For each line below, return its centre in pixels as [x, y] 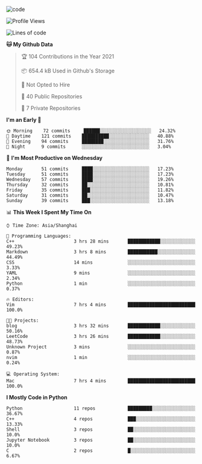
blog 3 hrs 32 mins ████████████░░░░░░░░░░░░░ [101, 326]
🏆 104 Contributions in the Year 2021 [68, 56]
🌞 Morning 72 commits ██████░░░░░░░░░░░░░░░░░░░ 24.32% [91, 131]
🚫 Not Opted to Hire [46, 85]
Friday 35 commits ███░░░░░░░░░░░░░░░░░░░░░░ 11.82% [90, 190]
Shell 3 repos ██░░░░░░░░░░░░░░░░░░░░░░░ [101, 430]
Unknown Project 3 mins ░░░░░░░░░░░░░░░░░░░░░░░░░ [101, 347]
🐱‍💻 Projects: [23, 320]
